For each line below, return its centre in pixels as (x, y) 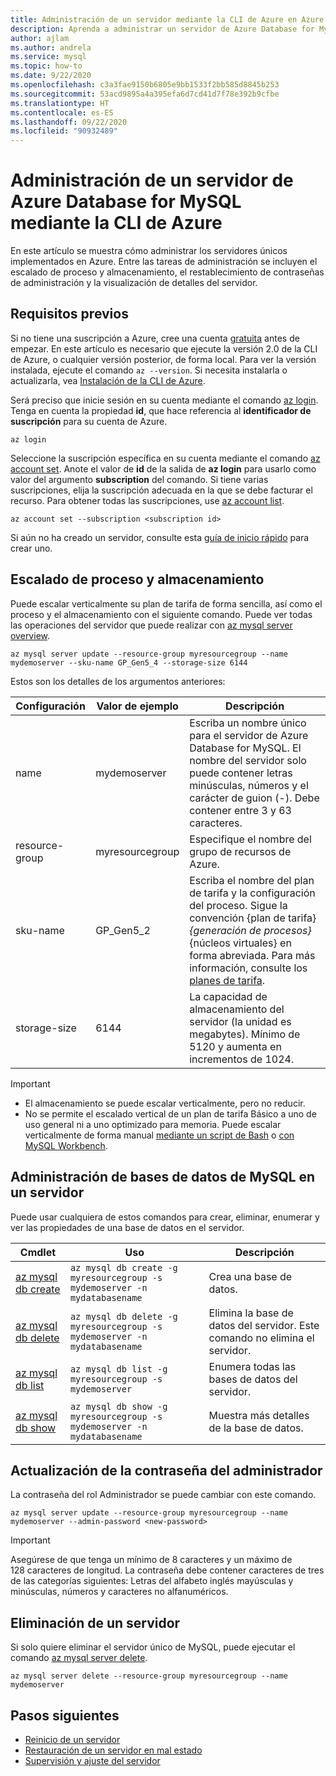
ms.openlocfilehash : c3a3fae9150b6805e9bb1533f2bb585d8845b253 (145, 85)
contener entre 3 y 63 (240, 810)
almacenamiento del (237, 1009)
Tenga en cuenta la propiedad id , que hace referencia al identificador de (161, 410)
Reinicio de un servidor (72, 1739)
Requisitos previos (69, 314)
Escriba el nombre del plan (252, 880)
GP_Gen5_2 (123, 930)
